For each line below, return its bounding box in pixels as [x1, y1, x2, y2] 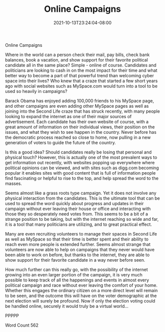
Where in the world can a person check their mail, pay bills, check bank [5, 52, 150, 58]
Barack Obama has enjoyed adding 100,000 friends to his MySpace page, [5, 97, 154, 104]
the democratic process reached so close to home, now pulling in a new [5, 134, 151, 140]
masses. [5, 181, 22, 186]
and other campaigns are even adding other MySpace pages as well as [5, 103, 149, 109]
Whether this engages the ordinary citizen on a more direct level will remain [5, 287, 158, 293]
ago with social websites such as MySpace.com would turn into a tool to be [5, 83, 158, 89]
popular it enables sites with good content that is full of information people [5, 170, 156, 176]
